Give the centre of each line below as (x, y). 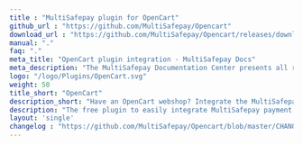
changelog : (32, 127)
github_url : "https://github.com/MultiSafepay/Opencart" (120, 26)
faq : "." (26, 51)
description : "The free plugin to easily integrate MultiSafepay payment (151, 110)
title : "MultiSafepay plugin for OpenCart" (94, 18)
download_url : (38, 34)
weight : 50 (30, 85)
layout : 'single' (42, 118)
